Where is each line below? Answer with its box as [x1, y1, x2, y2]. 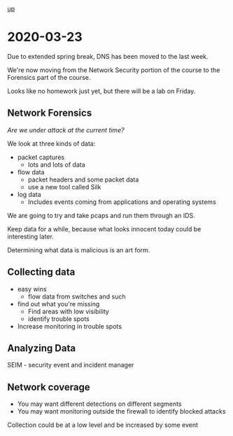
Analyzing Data [7, 342, 76, 354]
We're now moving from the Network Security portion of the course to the [7, 65, 220, 74]
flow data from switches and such [27, 292, 126, 301]
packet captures [17, 153, 65, 161]
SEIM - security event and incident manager [7, 361, 134, 369]
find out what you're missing [17, 299, 100, 308]
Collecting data [7, 266, 76, 278]
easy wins [17, 285, 47, 293]
